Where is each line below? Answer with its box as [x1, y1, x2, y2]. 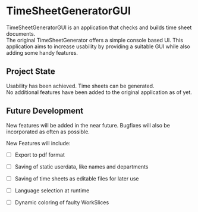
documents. [6, 30, 36, 37]
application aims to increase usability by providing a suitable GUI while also [6, 43, 190, 50]
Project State [6, 67, 55, 77]
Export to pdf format [14, 151, 65, 158]
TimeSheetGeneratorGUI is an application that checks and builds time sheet [6, 24, 192, 31]
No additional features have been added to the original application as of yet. [6, 88, 192, 96]
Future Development [6, 106, 84, 116]
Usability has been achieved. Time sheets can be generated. [6, 82, 155, 89]
